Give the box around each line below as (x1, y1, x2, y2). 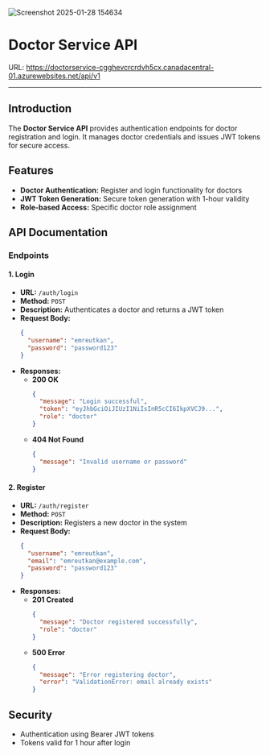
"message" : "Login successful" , (39, 397, 148, 406)
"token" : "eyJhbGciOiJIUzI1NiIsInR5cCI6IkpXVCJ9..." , (39, 405, 223, 413)
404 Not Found (31, 434, 84, 444)
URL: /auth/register (19, 500, 90, 510)
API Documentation (8, 226, 108, 239)
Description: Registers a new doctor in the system (19, 517, 187, 527)
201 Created (31, 595, 74, 604)
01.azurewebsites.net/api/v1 (8, 71, 100, 81)
